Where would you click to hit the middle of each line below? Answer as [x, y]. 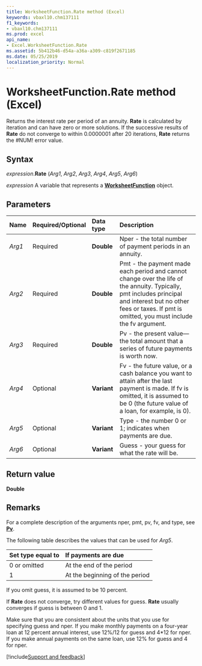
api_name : [19, 40]
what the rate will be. [149, 453]
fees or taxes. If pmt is [151, 309]
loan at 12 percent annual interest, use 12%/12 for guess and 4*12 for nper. [99, 632]
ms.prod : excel [25, 34]
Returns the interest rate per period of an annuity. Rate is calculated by [94, 121]
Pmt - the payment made [155, 264]
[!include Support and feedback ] [46, 656]
